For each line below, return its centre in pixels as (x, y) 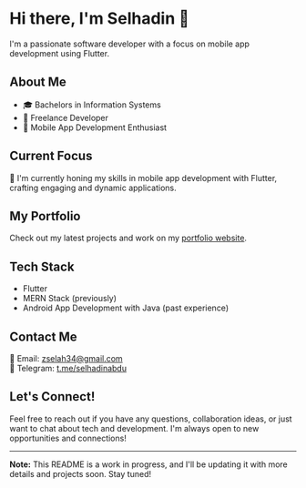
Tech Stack (42, 266)
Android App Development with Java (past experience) (126, 308)
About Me (38, 82)
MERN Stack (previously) (69, 299)
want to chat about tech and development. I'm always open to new (134, 428)
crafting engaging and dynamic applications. (93, 188)
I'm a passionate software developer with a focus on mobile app (130, 44)
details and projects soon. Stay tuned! (81, 473)
